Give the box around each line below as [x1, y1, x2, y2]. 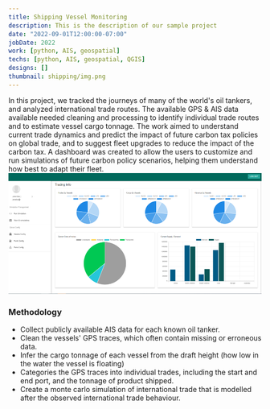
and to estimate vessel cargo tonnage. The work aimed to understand [8, 121, 239, 130]
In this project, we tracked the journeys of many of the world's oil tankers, [8, 95, 253, 105]
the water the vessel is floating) [19, 359, 125, 369]
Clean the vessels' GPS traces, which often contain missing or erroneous [19, 333, 262, 343]
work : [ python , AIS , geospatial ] [8, 47, 121, 56]
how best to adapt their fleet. [8, 163, 104, 173]
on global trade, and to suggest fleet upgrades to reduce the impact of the [8, 138, 255, 148]
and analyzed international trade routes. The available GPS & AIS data [8, 104, 239, 114]
